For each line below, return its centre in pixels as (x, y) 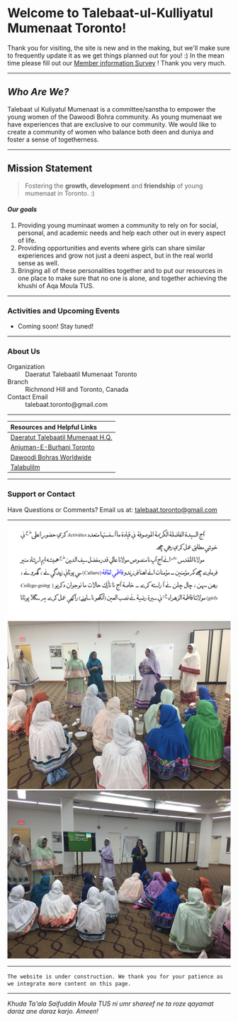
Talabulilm (25, 467)
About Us (24, 351)
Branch (18, 382)
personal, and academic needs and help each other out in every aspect (121, 233)
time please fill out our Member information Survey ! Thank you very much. (117, 63)
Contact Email (28, 397)
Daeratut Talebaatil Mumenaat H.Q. (61, 437)
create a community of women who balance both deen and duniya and (110, 132)
